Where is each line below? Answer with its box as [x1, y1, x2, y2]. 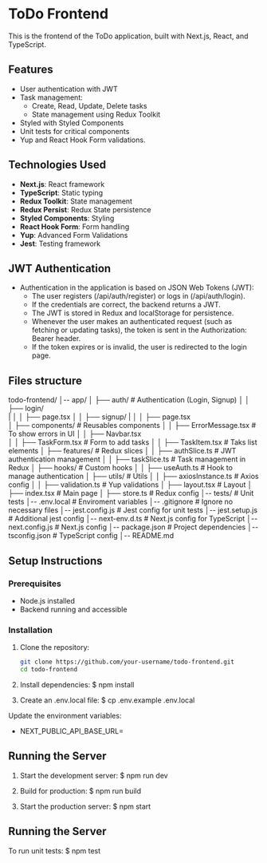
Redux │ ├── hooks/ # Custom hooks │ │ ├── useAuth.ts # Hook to [8, 463, 234, 473]
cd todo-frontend [19, 666, 78, 674]
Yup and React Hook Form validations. [19, 135, 146, 144]
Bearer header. [31, 334, 81, 343]
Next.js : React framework [19, 179, 105, 188]
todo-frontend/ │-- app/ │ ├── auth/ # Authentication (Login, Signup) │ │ [8, 395, 250, 405]
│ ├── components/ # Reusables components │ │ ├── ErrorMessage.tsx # [8, 421, 257, 430]
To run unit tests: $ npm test [8, 845, 101, 855]
